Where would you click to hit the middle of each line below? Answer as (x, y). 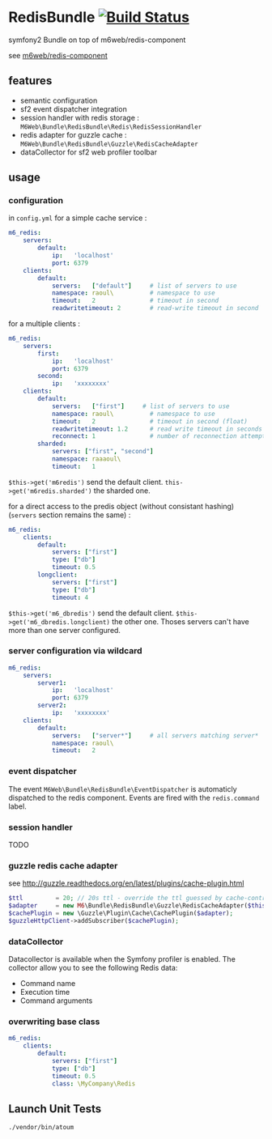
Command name (48, 984)
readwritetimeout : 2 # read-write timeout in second (155, 308)
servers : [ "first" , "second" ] (102, 452)
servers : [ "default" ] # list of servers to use (144, 286)
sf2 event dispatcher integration (73, 108)
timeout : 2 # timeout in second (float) (150, 421)
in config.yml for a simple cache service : (78, 218)
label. (17, 806)
